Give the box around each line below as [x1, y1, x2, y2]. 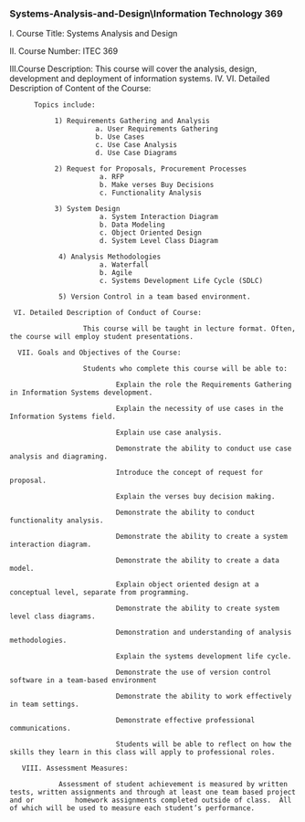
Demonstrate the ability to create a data [115, 556, 280, 565]
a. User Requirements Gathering [95, 124, 219, 134]
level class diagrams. [9, 612, 96, 621]
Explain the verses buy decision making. [115, 492, 276, 501]
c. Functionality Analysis [99, 188, 203, 198]
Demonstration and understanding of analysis [115, 628, 292, 638]
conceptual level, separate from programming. [9, 588, 190, 597]
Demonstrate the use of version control [115, 668, 272, 678]
